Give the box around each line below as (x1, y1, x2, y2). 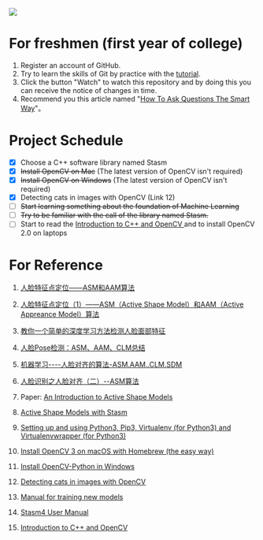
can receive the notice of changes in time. (20, 85, 157, 95)
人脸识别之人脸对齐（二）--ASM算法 (20, 377, 139, 386)
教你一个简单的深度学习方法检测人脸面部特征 (20, 326, 166, 336)
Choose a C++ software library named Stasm (20, 158, 168, 167)
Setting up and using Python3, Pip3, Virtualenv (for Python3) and (20, 423, 232, 433)
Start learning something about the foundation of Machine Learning (20, 202, 239, 211)
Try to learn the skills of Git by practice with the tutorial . (20, 69, 202, 78)
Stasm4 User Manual (20, 508, 89, 517)
